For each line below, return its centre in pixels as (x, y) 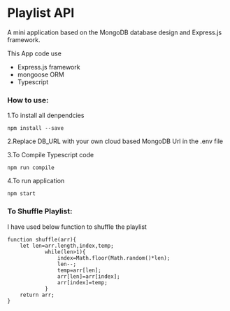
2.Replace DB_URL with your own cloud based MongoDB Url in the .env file (115, 141)
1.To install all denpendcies (46, 115)
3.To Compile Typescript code (51, 155)
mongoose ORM (41, 74)
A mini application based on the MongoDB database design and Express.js (115, 32)
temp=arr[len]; (79, 270)
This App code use (34, 53)
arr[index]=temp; (82, 282)
